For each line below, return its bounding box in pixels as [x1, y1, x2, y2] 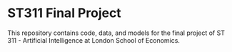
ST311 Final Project [7, 5, 121, 21]
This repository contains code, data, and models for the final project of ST [7, 28, 225, 37]
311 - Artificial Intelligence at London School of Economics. [7, 36, 181, 44]
